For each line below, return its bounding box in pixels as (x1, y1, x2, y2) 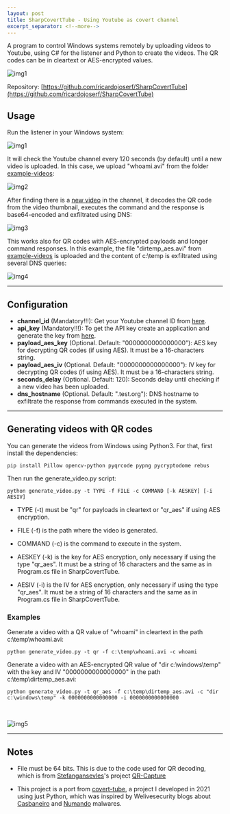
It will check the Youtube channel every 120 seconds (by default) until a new (7, 155, 222, 163)
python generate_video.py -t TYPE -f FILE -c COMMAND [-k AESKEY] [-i (7, 487, 213, 494)
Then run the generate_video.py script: (7, 474, 116, 482)
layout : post (7, 10, 44, 17)
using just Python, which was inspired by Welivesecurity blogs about (16, 792, 211, 800)
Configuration (7, 299, 68, 310)
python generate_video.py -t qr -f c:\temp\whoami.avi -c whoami (7, 649, 197, 655)
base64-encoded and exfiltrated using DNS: (7, 211, 132, 219)
